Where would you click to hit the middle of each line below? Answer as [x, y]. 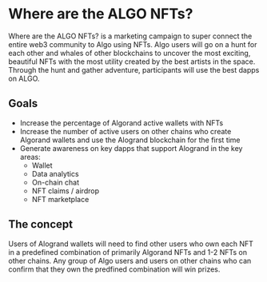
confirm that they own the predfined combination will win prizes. [114, 269]
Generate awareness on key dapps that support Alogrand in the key [131, 148]
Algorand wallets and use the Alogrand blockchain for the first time [130, 140]
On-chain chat [56, 182]
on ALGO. [24, 78]
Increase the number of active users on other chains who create [126, 131]
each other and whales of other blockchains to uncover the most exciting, [130, 53]
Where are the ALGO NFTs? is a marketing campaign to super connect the [130, 36]
